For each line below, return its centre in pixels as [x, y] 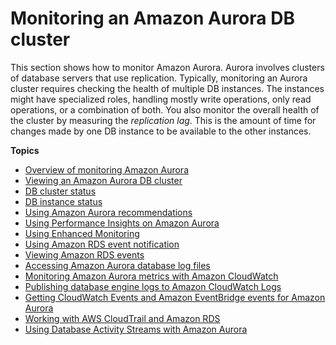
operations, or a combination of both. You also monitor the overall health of [165, 109]
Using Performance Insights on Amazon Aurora [122, 223]
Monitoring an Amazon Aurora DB [152, 18]
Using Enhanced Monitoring [82, 233]
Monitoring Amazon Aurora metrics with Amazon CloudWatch [151, 276]
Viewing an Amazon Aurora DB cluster [103, 180]
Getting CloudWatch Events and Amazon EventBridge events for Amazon [175, 297]
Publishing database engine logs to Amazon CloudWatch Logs [153, 286]
